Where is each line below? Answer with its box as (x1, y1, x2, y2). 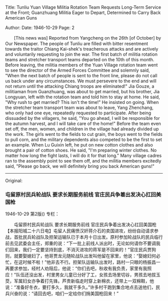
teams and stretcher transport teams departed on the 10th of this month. (5, 57, 154, 62)
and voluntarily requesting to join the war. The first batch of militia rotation (5, 51, 158, 57)
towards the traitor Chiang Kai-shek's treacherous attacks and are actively (5, 46, 158, 52)
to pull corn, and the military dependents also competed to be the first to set (5, 136, 162, 142)
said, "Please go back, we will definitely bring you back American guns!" (5, 163, 155, 169)
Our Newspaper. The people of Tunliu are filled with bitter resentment (5, 41, 148, 47)
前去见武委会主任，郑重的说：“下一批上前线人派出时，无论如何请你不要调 (5, 240, 156, 246)
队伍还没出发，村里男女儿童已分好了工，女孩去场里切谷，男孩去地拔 (15, 272, 156, 278)
